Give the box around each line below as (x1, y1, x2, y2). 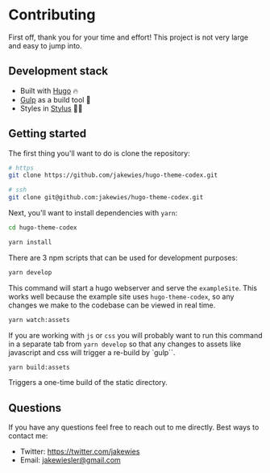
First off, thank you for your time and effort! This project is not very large (8, 32, 248, 42)
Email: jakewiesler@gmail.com (19, 455, 121, 465)
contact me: (8, 431, 48, 441)
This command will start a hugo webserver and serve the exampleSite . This (8, 283, 258, 292)
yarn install (8, 238, 52, 246)
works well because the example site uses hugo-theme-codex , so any (8, 291, 235, 301)
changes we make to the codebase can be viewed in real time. (8, 300, 216, 310)
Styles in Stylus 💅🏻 (19, 103, 83, 113)
